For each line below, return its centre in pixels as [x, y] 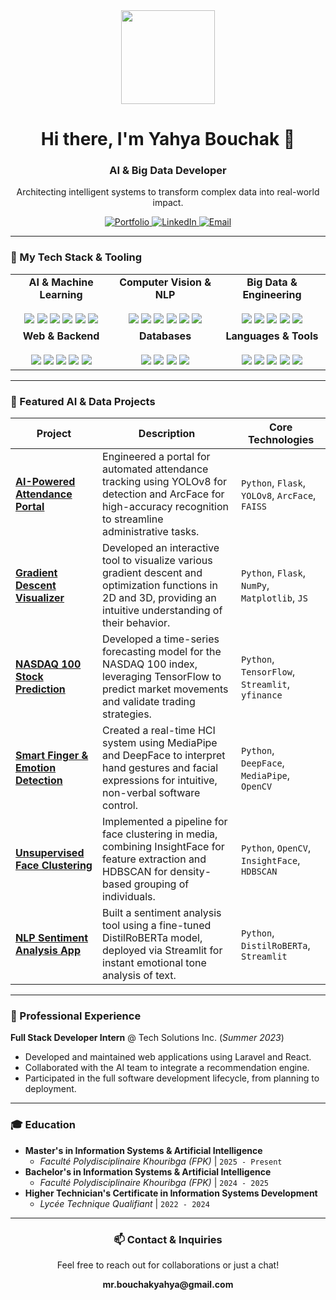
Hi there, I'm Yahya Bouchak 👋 [168, 139]
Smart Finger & [52, 756]
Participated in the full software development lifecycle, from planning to [172, 1078]
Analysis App [48, 951]
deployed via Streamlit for [162, 951]
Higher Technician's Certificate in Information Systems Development [171, 1193]
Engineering [272, 294]
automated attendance [155, 469]
